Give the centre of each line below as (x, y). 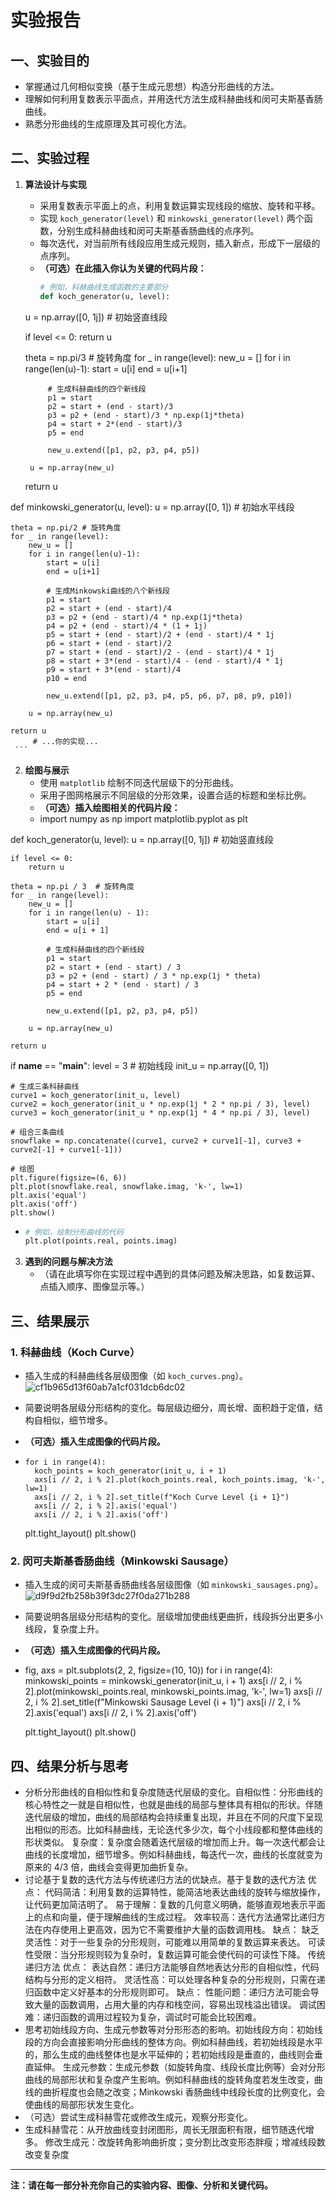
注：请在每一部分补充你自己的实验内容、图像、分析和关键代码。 (141, 2185)
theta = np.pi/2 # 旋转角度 (66, 527)
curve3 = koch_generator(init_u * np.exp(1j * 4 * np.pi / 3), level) (160, 1112)
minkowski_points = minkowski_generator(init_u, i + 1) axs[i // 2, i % (163, 1681)
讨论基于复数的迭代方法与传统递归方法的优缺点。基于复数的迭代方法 (165, 1880)
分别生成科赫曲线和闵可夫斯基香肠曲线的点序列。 (158, 230)
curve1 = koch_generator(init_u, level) (96, 1095)
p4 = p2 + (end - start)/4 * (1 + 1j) (127, 626)
